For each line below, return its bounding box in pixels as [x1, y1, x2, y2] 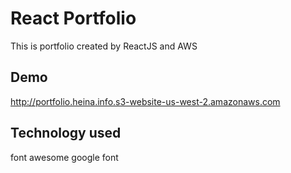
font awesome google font [10, 151, 119, 163]
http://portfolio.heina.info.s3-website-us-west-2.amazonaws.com [10, 95, 281, 107]
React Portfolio [10, 7, 137, 30]
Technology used [10, 125, 122, 142]
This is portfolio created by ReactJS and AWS [10, 40, 198, 52]
